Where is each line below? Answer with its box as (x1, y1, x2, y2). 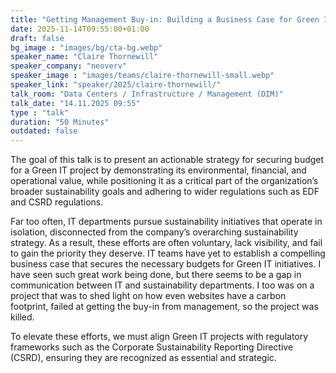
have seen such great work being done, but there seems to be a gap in (10, 269, 302, 281)
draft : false (10, 33, 65, 43)
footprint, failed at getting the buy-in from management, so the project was (10, 301, 319, 313)
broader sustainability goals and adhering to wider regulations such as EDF (10, 186, 320, 198)
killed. (10, 311, 35, 323)
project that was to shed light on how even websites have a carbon (10, 290, 287, 302)
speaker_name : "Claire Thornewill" (10, 52, 159, 62)
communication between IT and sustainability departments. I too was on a (10, 279, 315, 291)
